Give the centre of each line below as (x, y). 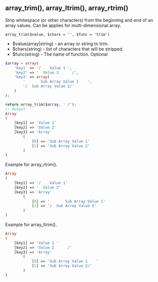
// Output (15, 109)
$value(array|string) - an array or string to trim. (61, 44)
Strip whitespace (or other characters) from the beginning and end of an (79, 20)
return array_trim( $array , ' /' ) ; (41, 104)
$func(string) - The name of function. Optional (60, 54)
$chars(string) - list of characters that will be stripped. (68, 49)
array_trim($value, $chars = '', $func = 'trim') (58, 34)
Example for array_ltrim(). (31, 225)
